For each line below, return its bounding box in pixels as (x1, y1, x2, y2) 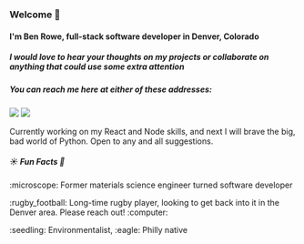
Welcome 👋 (9, 8, 61, 21)
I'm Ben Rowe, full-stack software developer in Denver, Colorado (9, 31, 259, 42)
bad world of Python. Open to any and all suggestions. (9, 136, 214, 147)
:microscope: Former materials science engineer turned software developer (9, 179, 293, 190)
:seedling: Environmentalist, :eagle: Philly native (9, 224, 188, 235)
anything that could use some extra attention (9, 61, 185, 72)
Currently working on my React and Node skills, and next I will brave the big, (9, 126, 296, 137)
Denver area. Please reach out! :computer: (9, 207, 168, 218)
